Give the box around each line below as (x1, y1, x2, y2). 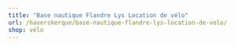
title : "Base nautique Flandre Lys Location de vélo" (8, 11, 189, 19)
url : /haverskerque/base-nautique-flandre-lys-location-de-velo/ (8, 19, 227, 27)
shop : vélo (8, 26, 44, 34)
